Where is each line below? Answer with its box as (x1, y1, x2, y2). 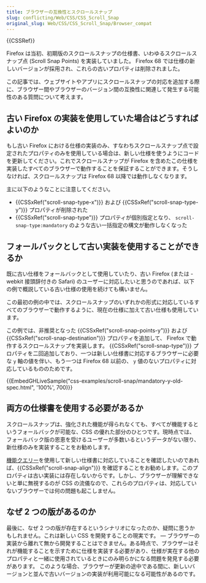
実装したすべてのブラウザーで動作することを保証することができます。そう (6, 165, 193, 172)
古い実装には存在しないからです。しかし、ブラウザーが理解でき (32, 472, 194, 479)
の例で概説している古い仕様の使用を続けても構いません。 (6, 285, 151, 293)
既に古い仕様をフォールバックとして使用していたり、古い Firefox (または (6, 270, 189, 277)
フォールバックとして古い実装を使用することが (6, 241, 184, 252)
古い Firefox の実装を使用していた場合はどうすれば (6, 113, 199, 123)
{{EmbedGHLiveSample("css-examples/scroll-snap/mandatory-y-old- (6, 377, 183, 385)
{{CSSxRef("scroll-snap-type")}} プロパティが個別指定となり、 (15, 214, 174, 221)
